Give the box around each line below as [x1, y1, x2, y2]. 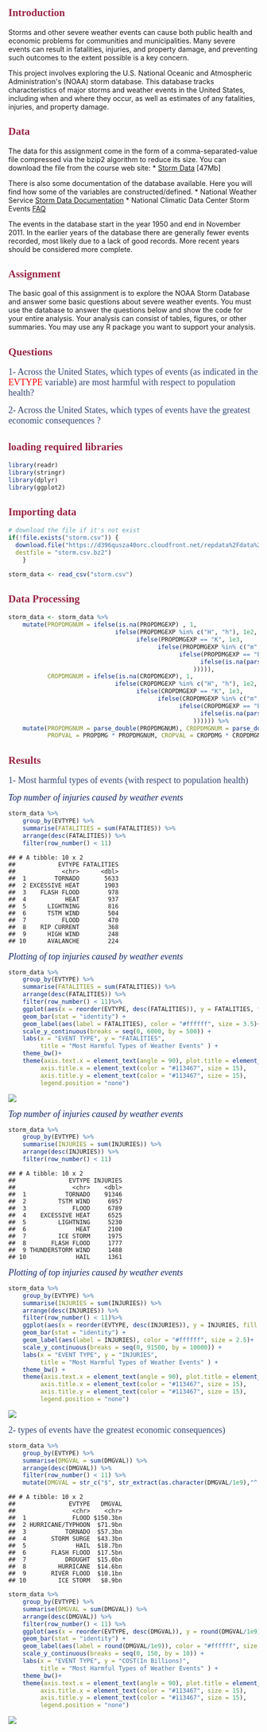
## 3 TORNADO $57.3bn [8, 1528, 123, 1536]
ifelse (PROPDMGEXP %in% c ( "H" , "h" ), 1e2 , [114, 628, 258, 637]
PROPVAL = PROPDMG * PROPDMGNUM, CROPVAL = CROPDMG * [47, 731, 229, 740]
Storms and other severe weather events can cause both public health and [8, 27, 253, 37]
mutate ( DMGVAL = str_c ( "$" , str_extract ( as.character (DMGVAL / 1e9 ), [22, 1478, 250, 1487]
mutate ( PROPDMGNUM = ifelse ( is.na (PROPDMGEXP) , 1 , [22, 621, 197, 629]
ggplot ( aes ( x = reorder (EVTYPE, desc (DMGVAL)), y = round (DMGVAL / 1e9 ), [22, 1627, 265, 1636]
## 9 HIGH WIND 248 [8, 930, 119, 938]
